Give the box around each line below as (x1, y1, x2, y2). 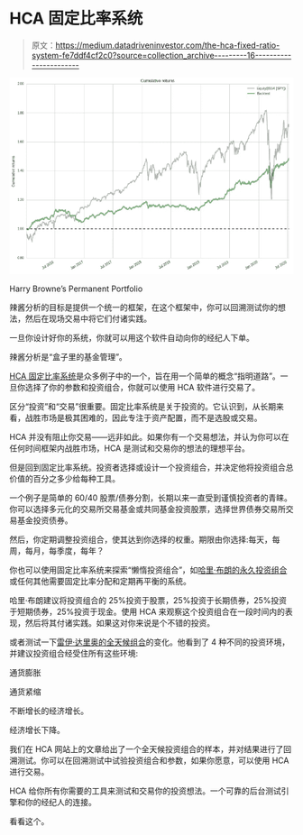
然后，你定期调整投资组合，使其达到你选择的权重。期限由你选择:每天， (9, 534, 273, 546)
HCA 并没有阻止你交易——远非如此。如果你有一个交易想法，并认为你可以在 (9, 432, 289, 443)
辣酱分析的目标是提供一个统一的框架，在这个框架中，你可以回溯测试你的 (9, 302, 278, 313)
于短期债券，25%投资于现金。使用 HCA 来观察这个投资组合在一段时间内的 (9, 606, 286, 618)
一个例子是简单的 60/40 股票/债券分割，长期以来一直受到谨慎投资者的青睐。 (9, 492, 293, 503)
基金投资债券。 (16, 515, 73, 526)
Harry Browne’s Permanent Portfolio (9, 283, 143, 294)
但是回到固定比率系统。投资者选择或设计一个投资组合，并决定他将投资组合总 (9, 462, 294, 473)
